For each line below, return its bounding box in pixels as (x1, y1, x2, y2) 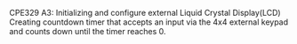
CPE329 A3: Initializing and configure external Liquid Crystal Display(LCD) (9, 8, 282, 18)
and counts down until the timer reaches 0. (9, 26, 166, 36)
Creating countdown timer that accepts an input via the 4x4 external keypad (9, 17, 289, 27)
